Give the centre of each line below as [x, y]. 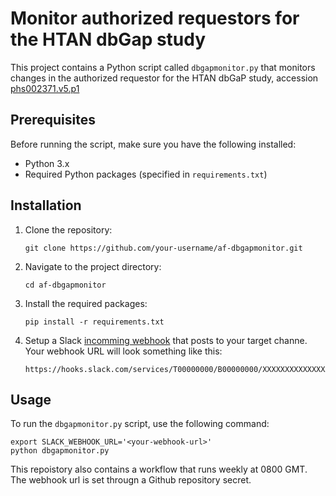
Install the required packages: [86, 303]
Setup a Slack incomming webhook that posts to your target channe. [166, 340]
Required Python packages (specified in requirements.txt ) [146, 174]
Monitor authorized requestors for [155, 18]
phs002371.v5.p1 [45, 88]
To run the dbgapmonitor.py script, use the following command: [140, 424]
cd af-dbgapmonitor [65, 285]
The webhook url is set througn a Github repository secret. [131, 480]
